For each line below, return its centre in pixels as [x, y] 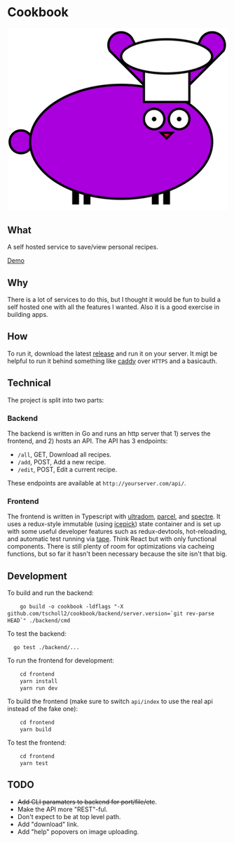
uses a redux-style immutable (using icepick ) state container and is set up [114, 524]
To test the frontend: [37, 743]
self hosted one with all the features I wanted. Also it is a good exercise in [113, 307]
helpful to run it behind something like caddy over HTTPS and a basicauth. [112, 361]
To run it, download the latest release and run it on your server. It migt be [112, 353]
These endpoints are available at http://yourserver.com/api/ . [97, 483]
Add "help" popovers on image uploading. [78, 831]
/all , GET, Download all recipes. [64, 455]
